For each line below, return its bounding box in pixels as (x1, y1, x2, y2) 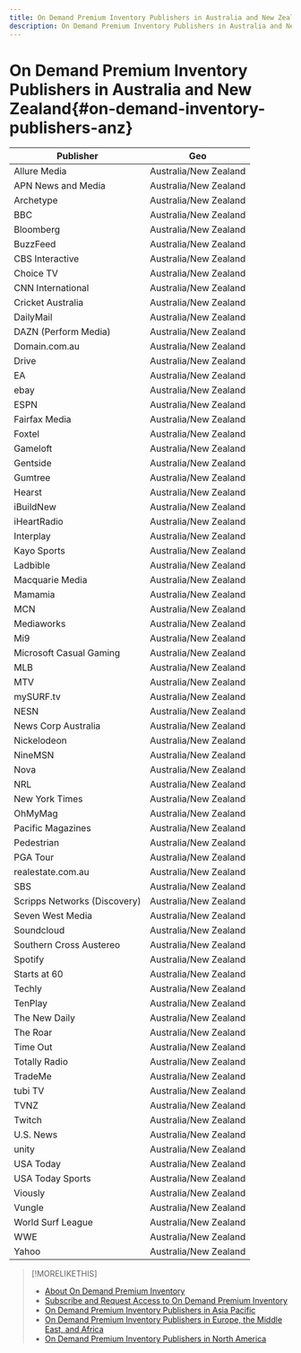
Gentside (13, 457, 52, 470)
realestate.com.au (13, 866, 90, 879)
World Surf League (13, 1216, 94, 1229)
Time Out (13, 1041, 53, 1054)
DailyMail (13, 311, 53, 323)
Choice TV (13, 267, 58, 279)
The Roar (13, 1026, 53, 1039)
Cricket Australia (13, 296, 84, 309)
